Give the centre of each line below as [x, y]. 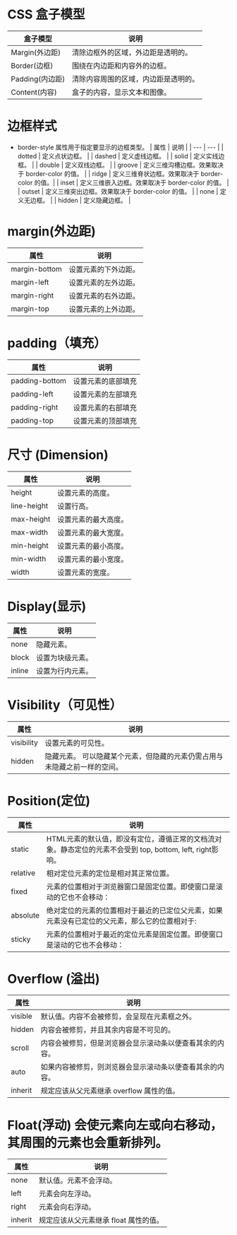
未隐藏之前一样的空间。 [84, 766]
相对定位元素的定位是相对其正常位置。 [110, 873]
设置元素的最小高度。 [93, 546]
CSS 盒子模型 [47, 14]
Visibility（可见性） [65, 705]
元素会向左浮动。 [67, 1194]
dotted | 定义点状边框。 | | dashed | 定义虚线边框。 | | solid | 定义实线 [118, 156]
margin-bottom [36, 269]
